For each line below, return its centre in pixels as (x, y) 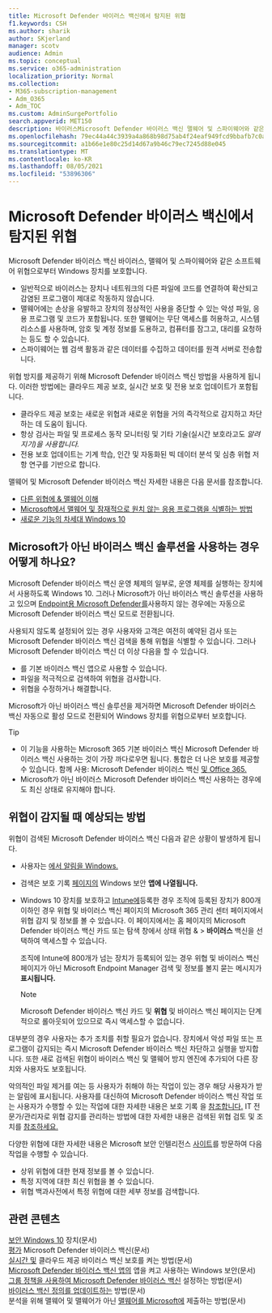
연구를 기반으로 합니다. (65, 464)
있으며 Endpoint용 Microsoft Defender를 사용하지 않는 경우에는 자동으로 (131, 603)
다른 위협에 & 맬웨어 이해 (59, 498)
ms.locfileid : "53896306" (52, 174)
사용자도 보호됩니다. (55, 1068)
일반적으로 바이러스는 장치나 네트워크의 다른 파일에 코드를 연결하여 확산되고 (139, 288)
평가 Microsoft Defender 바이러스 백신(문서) (79, 1250)
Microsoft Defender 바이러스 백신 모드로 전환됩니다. (92, 613)
